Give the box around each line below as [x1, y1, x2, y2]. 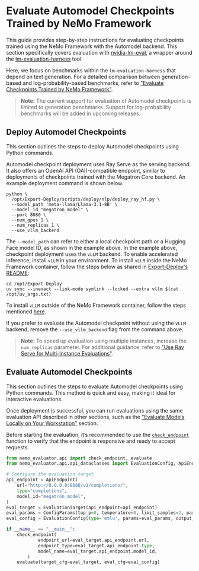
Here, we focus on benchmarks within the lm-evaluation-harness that [6, 66, 176, 74]
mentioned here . [6, 307, 46, 315]
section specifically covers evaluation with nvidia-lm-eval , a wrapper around [6, 49, 192, 56]
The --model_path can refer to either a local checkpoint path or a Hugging [6, 237, 186, 245]
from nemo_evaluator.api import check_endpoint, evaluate [6, 455, 152, 461]
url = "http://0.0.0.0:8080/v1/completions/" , [17, 483, 129, 488]
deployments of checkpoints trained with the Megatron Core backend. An [6, 173, 185, 180]
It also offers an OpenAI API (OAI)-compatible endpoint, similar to [6, 167, 165, 174]
